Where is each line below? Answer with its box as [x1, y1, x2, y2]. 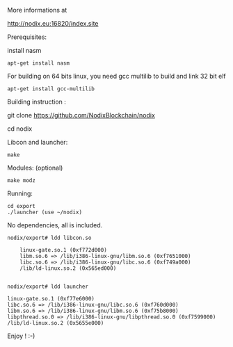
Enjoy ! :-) [7, 332, 35, 340]
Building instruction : [7, 97, 66, 106]
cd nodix [7, 124, 33, 133]
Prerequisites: [7, 33, 47, 41]
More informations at [7, 6, 67, 14]
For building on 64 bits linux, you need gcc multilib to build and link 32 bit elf [7, 72, 226, 80]
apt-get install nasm [7, 60, 70, 67]
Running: [7, 189, 33, 197]
